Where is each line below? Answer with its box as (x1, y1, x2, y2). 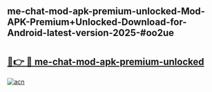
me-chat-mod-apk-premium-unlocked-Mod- (7, 6, 206, 17)
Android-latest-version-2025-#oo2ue (7, 27, 175, 39)
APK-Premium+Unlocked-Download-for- (7, 17, 187, 28)
